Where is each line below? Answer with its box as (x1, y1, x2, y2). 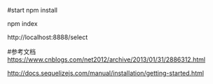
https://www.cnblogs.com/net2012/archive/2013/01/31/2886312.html (7, 55, 205, 64)
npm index (7, 20, 38, 27)
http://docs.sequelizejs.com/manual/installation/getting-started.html (7, 69, 205, 77)
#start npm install (7, 6, 58, 14)
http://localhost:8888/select (7, 33, 88, 41)
